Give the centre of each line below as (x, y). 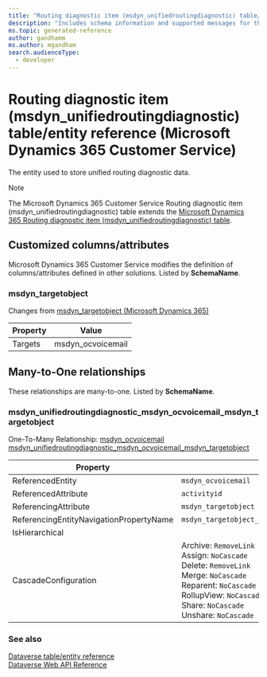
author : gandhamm (37, 38)
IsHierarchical (38, 533)
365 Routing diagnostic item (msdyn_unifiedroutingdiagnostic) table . (120, 220)
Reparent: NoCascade (219, 585)
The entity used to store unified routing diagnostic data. (99, 172)
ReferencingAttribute (51, 507)
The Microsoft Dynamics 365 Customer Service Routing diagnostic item (126, 203)
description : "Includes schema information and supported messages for (129, 23)
